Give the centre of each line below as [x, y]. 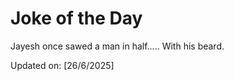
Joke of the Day [76, 18]
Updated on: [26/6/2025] [62, 65]
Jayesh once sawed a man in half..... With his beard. [117, 46]
